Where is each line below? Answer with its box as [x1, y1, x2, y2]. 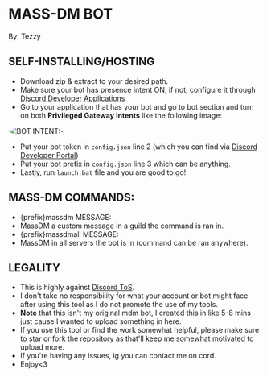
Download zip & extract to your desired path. [19, 76, 169, 85]
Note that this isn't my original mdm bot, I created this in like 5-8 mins [19, 308, 252, 318]
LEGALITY [8, 261, 60, 275]
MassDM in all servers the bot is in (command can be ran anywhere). [19, 238, 249, 247]
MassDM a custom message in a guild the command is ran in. [19, 221, 224, 230]
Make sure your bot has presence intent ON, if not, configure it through [19, 85, 256, 94]
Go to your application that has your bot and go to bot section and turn [19, 101, 255, 111]
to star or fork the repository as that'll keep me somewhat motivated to [19, 333, 254, 343]
